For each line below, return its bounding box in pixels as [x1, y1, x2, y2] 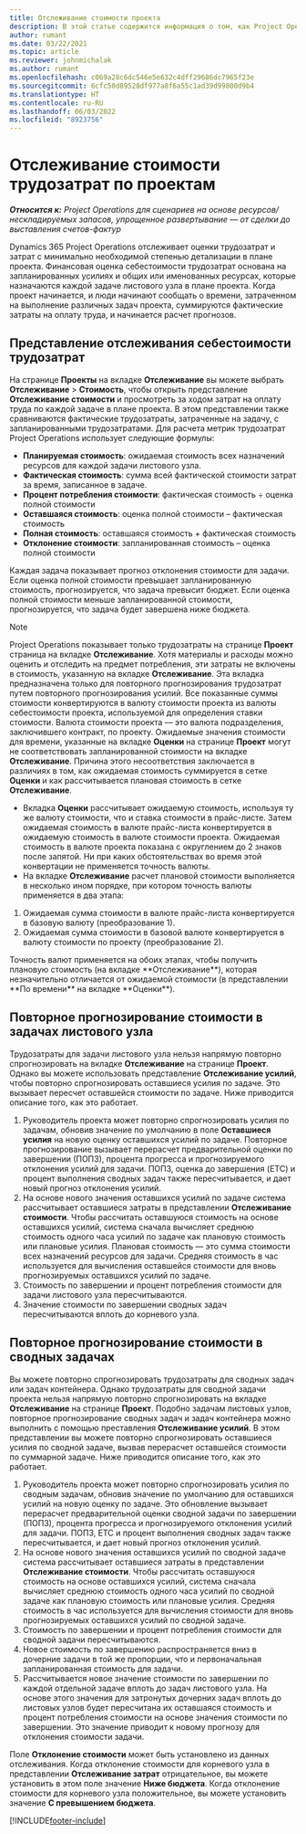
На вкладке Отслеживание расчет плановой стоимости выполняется [22, 870, 296, 881]
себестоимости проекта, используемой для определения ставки [9, 707, 263, 718]
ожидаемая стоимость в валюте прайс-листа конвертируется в [22, 821, 272, 832]
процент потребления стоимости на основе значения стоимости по [22, 1712, 289, 1723]
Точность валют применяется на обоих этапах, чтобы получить [9, 954, 258, 964]
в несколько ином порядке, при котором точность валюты [22, 880, 252, 891]
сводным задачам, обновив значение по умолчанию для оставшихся [22, 1488, 294, 1499]
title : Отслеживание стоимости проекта [9, 13, 161, 23]
